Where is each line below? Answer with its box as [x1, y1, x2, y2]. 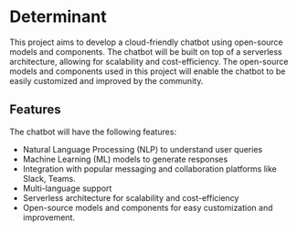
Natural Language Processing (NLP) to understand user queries [22, 143, 263, 154]
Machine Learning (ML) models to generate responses [22, 153, 228, 164]
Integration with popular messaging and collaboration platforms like [22, 163, 277, 174]
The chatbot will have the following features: [9, 126, 176, 137]
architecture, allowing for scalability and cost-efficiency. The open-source [9, 56, 289, 67]
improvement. [22, 212, 76, 223]
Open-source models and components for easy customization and [22, 202, 273, 213]
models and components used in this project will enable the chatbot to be [9, 66, 286, 77]
